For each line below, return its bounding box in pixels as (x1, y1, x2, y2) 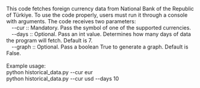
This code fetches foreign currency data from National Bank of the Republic (6, 5, 195, 12)
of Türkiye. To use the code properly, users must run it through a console (6, 11, 188, 19)
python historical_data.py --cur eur (6, 69, 93, 75)
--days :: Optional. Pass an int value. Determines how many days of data (11, 31, 192, 38)
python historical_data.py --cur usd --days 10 (6, 75, 119, 82)
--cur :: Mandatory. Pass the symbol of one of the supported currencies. (11, 24, 192, 31)
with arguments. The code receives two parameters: (6, 18, 136, 25)
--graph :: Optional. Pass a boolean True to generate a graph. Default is (11, 43, 189, 50)
